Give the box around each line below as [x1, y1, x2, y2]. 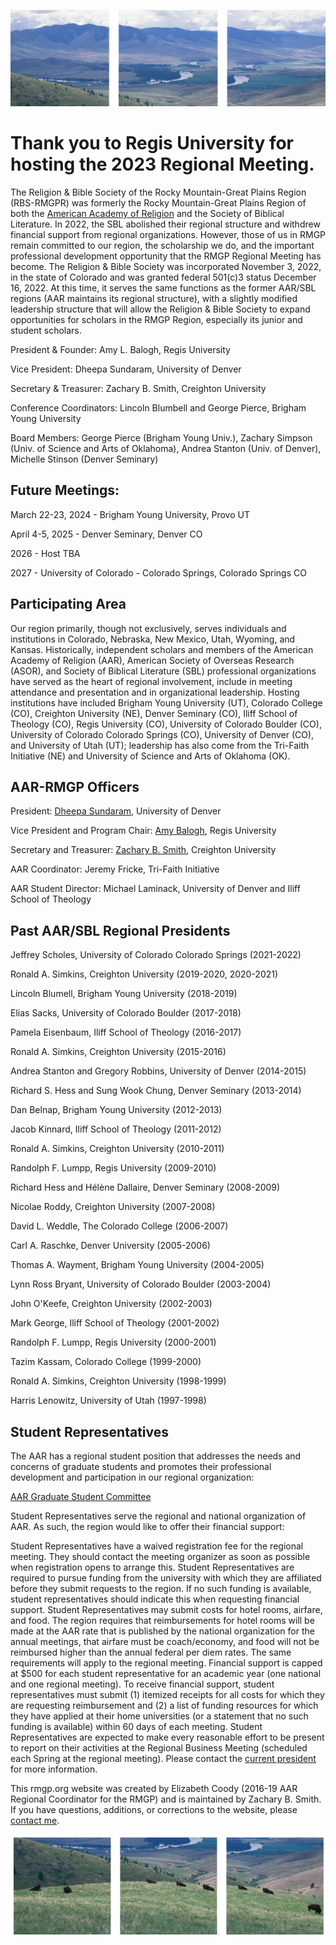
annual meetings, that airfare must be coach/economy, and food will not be [10, 1636, 320, 1648]
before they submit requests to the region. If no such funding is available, [10, 1583, 312, 1595]
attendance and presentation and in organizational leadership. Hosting [10, 686, 300, 698]
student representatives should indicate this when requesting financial [10, 1593, 300, 1605]
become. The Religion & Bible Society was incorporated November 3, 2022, [10, 260, 322, 272]
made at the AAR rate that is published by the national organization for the [10, 1625, 315, 1637]
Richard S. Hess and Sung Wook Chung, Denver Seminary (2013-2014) [10, 1085, 302, 1097]
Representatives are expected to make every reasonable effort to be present [10, 1731, 325, 1744]
